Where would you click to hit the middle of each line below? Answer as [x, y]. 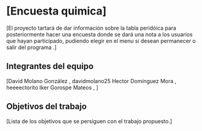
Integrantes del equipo [50, 66]
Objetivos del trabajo [46, 106]
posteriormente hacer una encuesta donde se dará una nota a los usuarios [99, 34]
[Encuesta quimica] [56, 11]
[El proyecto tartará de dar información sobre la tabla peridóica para [91, 28]
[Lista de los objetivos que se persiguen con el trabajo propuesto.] [89, 121]
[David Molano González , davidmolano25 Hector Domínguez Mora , [92, 81]
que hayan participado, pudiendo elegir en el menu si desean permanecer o [101, 41]
